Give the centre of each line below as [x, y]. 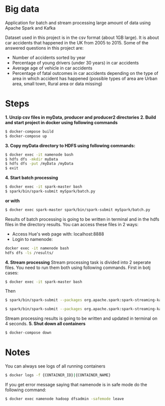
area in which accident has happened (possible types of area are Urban [85, 78]
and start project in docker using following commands [61, 122]
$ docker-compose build [29, 132]
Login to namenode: [32, 239]
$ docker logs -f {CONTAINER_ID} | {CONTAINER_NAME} [58, 375]
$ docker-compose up [26, 136]
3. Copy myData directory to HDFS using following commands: [70, 145]
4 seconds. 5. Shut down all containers [45, 324]
